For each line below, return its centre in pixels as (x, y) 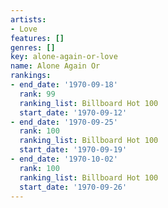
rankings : (31, 76)
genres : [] (33, 47)
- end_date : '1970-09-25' (64, 122)
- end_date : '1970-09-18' (64, 85)
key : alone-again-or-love (64, 57)
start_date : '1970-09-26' (73, 187)
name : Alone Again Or (55, 66)
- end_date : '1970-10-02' (64, 159)
